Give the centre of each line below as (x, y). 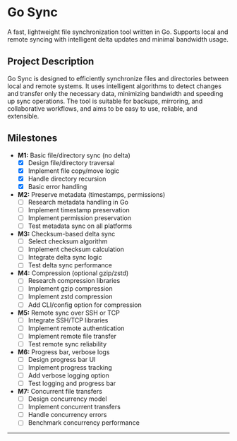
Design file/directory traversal (71, 162)
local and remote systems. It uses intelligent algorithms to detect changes (115, 86)
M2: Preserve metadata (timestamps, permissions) (91, 194)
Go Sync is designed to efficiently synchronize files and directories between (118, 78)
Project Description (51, 62)
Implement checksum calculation (76, 249)
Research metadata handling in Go (78, 202)
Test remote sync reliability (67, 344)
